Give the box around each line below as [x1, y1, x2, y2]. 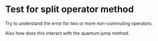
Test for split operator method [5, 4, 134, 15]
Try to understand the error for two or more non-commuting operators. [5, 20, 153, 26]
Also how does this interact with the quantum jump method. [5, 30, 130, 36]
